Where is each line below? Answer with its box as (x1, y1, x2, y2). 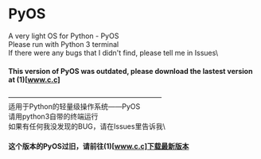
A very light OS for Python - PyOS (8, 31, 119, 41)
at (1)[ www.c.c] (8, 75, 61, 84)
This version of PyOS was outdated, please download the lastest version (8, 66, 253, 76)
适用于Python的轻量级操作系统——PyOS (8, 102, 141, 111)
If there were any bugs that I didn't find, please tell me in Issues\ (8, 48, 219, 57)
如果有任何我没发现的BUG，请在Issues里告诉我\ (8, 122, 166, 131)
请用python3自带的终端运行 (8, 112, 99, 122)
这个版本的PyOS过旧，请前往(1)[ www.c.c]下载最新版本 (8, 141, 189, 151)
